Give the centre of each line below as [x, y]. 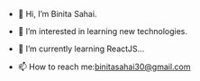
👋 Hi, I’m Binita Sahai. [57, 14]
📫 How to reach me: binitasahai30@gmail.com [104, 67]
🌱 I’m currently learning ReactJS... [81, 49]
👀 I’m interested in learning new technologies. [102, 31]
